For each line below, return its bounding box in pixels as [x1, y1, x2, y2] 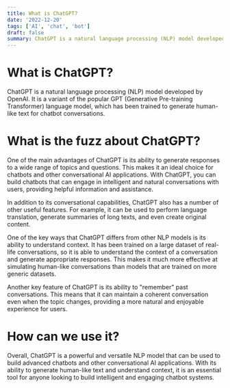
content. [7, 220, 31, 228]
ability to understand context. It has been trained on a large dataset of [7, 241, 204, 248]
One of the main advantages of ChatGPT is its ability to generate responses [7, 156, 220, 164]
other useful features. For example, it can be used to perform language [7, 206, 207, 214]
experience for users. [7, 305, 68, 313]
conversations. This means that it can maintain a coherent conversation [7, 290, 209, 298]
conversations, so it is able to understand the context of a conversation [16, 248, 218, 256]
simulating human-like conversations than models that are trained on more [7, 263, 217, 270]
